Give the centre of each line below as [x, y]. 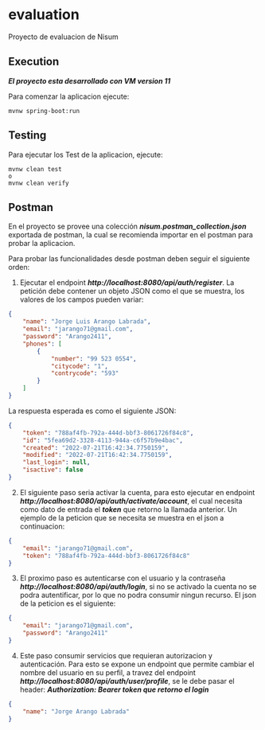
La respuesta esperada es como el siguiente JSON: [92, 411]
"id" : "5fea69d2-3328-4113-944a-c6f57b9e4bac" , [103, 440]
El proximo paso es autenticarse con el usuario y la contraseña [123, 578]
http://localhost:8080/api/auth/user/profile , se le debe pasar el [127, 681]
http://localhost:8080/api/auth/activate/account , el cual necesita [131, 501]
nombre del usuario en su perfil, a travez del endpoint [108, 672]
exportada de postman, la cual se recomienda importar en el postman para [131, 235]
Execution [34, 62]
